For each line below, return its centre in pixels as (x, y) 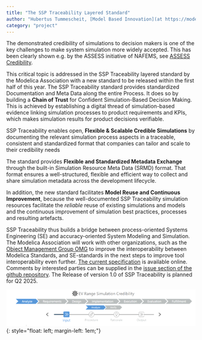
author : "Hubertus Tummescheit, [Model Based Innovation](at (84, 19)
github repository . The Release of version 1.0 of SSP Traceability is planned (99, 275)
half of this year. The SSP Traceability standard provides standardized (93, 87)
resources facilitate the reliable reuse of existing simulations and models (96, 206)
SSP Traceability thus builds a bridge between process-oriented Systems (97, 230)
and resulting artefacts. (35, 218)
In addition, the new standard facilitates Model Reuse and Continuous (93, 192)
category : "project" (32, 25)
